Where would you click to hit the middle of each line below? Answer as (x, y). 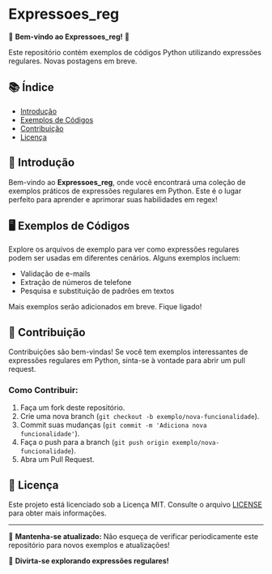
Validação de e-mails (55, 274)
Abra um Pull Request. (57, 460)
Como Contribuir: (43, 391)
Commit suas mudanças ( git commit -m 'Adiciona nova (113, 425)
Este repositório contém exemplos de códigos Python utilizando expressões (135, 52)
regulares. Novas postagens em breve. (73, 61)
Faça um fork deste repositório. (72, 408)
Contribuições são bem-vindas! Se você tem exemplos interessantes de (128, 352)
